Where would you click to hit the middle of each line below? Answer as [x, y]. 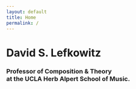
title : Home [21, 17]
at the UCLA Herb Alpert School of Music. [68, 79]
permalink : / [23, 23]
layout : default [26, 12]
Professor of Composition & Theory [59, 72]
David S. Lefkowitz [54, 53]
